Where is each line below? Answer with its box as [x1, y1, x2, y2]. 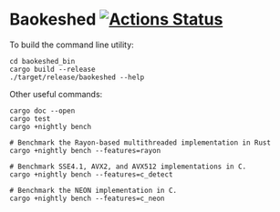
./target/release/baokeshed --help [9, 73, 145, 82]
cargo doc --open [9, 106, 76, 116]
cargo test [9, 114, 51, 123]
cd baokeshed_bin [9, 56, 76, 66]
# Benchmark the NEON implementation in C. [9, 186, 178, 195]
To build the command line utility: [9, 39, 134, 50]
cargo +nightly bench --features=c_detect [9, 169, 173, 179]
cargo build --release [9, 65, 96, 74]
